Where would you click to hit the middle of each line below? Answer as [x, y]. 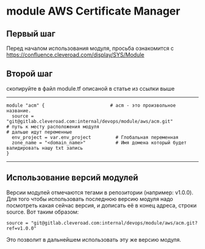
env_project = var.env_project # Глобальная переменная [95, 137]
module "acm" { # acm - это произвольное [91, 105]
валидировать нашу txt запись [45, 148]
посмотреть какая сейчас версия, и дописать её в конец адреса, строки [102, 205]
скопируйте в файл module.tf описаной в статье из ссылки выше [91, 88]
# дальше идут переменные [39, 132]
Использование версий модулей [72, 178]
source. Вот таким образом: [43, 212]
